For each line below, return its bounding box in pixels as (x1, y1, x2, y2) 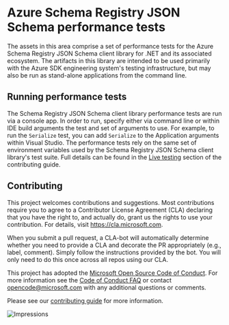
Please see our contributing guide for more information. (7, 296, 164, 304)
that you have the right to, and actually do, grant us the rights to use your (7, 213, 213, 221)
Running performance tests (7, 91, 127, 103)
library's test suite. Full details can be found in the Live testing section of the (7, 153, 222, 161)
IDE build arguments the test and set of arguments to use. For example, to (7, 123, 215, 132)
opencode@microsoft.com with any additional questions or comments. (7, 283, 206, 291)
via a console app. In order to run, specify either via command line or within (7, 117, 220, 125)
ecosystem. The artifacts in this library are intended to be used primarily (7, 56, 211, 64)
